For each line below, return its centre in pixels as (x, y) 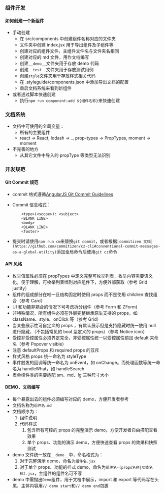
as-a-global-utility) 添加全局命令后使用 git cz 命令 (65, 251)
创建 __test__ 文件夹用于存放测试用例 (56, 70)
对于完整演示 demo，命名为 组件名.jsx (58, 461)
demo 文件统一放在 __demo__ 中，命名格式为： (58, 454)
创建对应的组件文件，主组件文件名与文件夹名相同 (69, 51)
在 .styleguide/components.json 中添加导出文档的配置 (74, 82)
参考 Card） (33, 300)
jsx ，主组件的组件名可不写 (55, 473)
